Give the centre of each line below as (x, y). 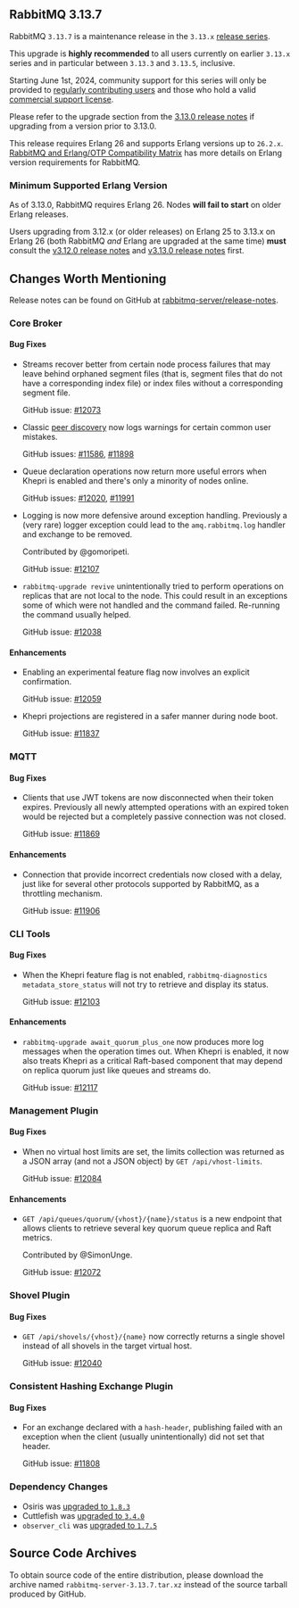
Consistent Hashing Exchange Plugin (91, 1387)
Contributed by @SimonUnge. (77, 1255)
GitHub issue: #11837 (61, 734)
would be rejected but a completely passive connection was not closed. (154, 816)
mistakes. (40, 437)
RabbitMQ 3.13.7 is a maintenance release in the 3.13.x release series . (140, 36)
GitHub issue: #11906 (61, 910)
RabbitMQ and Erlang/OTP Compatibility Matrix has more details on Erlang (146, 153)
